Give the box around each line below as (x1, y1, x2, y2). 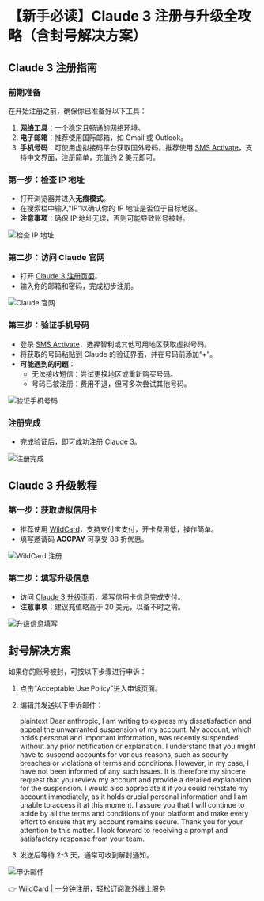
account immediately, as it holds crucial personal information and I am (19, 792, 248, 801)
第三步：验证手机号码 (8, 320, 89, 331)
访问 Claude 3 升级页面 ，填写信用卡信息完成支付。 (19, 592, 185, 602)
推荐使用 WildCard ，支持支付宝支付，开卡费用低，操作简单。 (19, 524, 219, 534)
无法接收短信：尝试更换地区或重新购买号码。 (31, 369, 178, 378)
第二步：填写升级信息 (8, 573, 89, 584)
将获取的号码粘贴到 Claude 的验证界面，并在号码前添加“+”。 (19, 349, 217, 358)
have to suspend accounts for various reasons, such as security (19, 749, 229, 759)
